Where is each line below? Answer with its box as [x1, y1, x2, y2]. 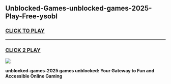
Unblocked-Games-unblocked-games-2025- [5, 4, 152, 13]
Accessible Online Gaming [5, 73, 63, 79]
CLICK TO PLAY [5, 27, 45, 35]
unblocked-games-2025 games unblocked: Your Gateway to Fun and [5, 67, 155, 73]
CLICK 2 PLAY [5, 46, 41, 53]
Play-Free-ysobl [5, 12, 58, 21]
